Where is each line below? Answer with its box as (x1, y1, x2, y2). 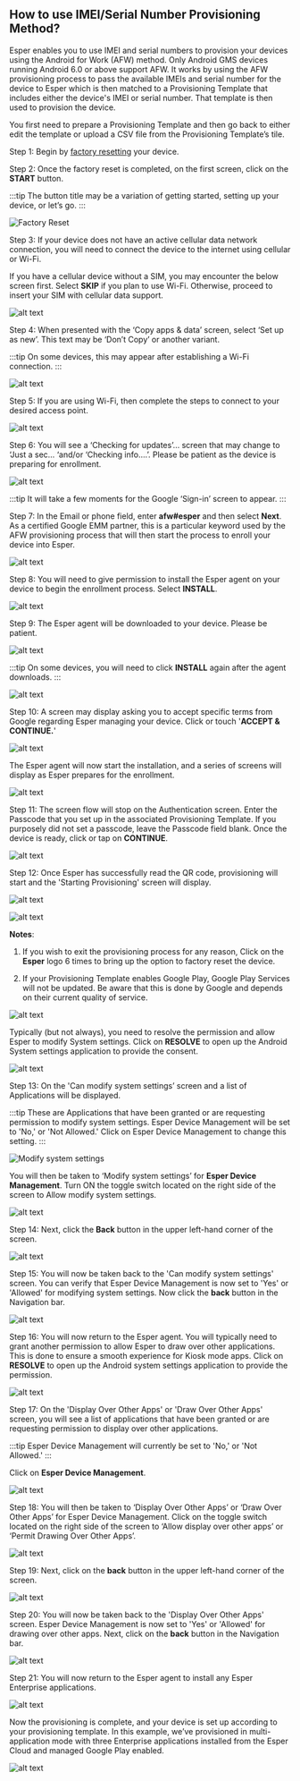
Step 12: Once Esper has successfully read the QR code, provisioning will (9, 867, 279, 878)
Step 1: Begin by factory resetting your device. (9, 146, 179, 157)
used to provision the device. (9, 102, 116, 113)
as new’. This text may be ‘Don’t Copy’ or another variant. (9, 334, 221, 344)
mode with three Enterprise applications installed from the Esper (52, 1735, 288, 1746)
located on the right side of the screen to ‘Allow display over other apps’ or (9, 1521, 284, 1531)
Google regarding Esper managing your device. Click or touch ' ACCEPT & (9, 716, 280, 726)
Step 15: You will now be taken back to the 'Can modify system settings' (9, 1268, 274, 1278)
